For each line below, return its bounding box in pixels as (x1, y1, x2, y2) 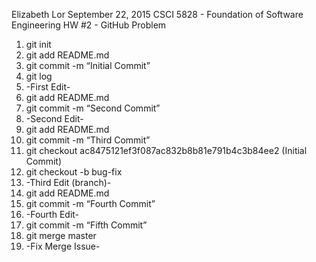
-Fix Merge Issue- (25, 240, 101, 252)
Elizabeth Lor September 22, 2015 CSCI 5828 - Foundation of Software (11, 9, 304, 20)
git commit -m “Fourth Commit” (25, 198, 156, 209)
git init (25, 39, 52, 50)
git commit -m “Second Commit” (25, 102, 161, 114)
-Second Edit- (25, 113, 84, 124)
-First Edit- (25, 81, 71, 93)
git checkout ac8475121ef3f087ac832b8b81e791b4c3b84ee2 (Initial (25, 145, 308, 156)
